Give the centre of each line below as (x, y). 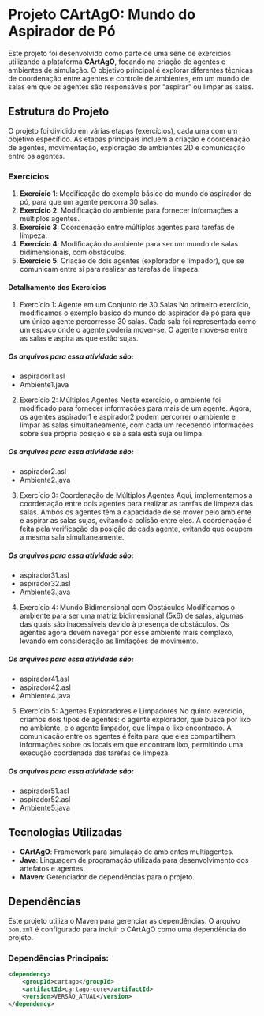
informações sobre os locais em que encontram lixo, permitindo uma (131, 745)
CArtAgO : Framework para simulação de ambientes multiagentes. (126, 852)
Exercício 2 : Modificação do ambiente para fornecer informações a (129, 210)
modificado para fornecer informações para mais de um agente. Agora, (136, 408)
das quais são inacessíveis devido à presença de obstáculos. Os (124, 624)
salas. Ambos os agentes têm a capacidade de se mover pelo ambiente (136, 512)
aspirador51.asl (44, 791)
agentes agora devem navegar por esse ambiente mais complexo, (126, 633)
